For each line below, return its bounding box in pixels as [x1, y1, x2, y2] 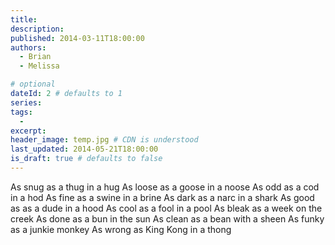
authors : [10, 42, 47, 53]
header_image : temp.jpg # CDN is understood [10, 135, 199, 145]
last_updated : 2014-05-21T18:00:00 [10, 144, 159, 155]
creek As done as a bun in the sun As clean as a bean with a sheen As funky [10, 212, 325, 225]
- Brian [19, 52, 52, 62]
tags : [10, 107, 33, 117]
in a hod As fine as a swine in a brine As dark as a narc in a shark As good [10, 191, 315, 203]
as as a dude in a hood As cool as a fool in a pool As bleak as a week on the [10, 202, 323, 214]
